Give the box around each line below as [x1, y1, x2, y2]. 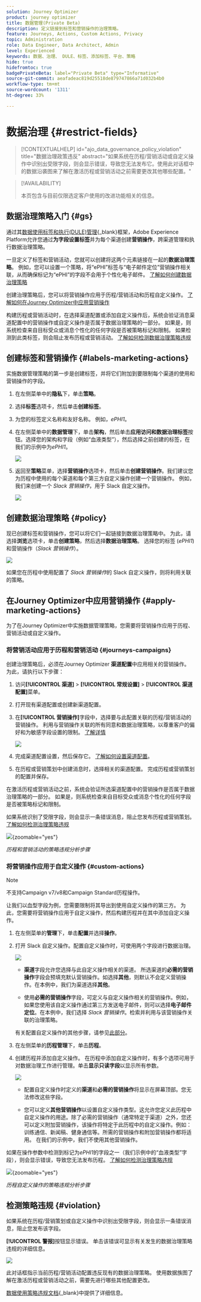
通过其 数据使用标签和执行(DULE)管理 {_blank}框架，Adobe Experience [6, 228, 179, 235]
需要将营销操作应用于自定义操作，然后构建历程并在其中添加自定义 [22, 909, 184, 916]
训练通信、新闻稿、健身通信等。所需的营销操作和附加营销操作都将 [23, 1128, 187, 1135]
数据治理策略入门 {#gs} [6, 211, 93, 222]
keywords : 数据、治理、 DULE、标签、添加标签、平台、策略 [6, 53, 136, 59]
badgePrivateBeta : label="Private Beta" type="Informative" [6, 70, 160, 76]
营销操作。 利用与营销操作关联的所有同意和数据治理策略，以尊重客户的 [14, 721, 190, 729]
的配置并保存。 [14, 773, 52, 780]
